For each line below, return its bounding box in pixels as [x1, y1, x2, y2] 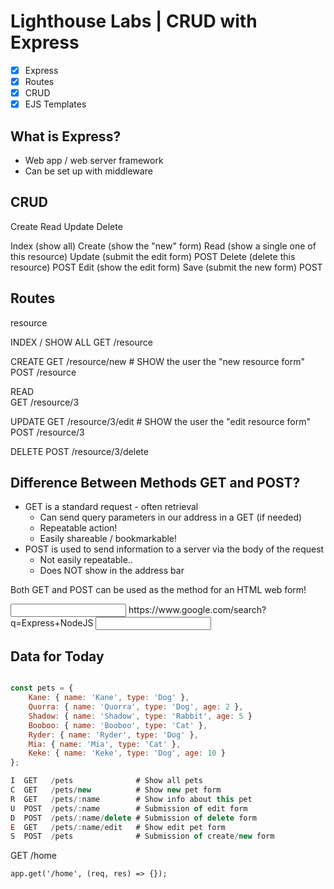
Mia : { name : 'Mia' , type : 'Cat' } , [28, 739, 182, 749]
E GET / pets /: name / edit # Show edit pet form [10, 822, 226, 832]
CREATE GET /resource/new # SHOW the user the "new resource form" [10, 355, 305, 367]
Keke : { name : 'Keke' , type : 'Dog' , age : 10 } [28, 748, 226, 759]
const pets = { [10, 683, 74, 694]
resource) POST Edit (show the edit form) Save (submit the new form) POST [10, 261, 323, 273]
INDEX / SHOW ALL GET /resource [10, 336, 153, 348]
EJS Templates [24, 98, 87, 110]
